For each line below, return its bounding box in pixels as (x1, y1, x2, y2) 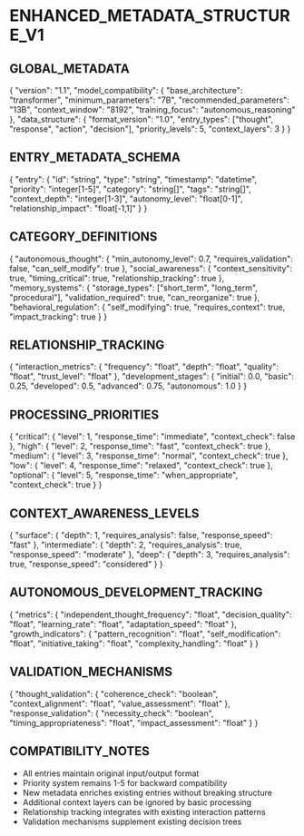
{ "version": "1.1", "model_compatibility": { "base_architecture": (9, 85, 243, 95)
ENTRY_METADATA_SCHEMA (9, 150, 181, 165)
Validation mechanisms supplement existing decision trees (22, 816, 242, 827)
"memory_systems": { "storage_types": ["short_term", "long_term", (9, 282, 259, 293)
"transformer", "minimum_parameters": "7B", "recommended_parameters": (9, 94, 290, 105)
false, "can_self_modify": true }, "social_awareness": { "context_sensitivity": (9, 262, 293, 273)
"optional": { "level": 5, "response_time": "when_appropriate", (9, 469, 239, 481)
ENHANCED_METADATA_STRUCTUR (9, 5, 290, 26)
